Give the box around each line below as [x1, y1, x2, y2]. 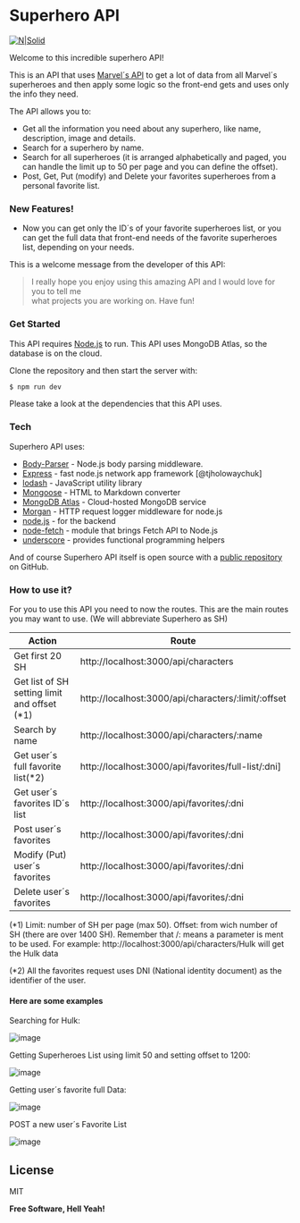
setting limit [13, 687, 62, 698]
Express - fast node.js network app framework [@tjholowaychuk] [21, 468, 262, 478]
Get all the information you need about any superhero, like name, [21, 122, 262, 134]
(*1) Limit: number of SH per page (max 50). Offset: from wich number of [9, 920, 279, 930]
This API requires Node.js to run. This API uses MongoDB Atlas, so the [9, 338, 268, 349]
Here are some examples [9, 995, 104, 1006]
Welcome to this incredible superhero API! [9, 52, 164, 63]
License [9, 1162, 54, 1177]
